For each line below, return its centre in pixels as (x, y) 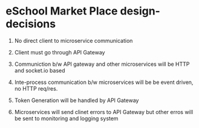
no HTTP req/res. (36, 88)
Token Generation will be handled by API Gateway (77, 100)
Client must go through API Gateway (60, 52)
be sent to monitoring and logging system (66, 118)
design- (140, 11)
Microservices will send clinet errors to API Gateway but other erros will (104, 112)
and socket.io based (40, 70)
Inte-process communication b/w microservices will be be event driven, (104, 82)
